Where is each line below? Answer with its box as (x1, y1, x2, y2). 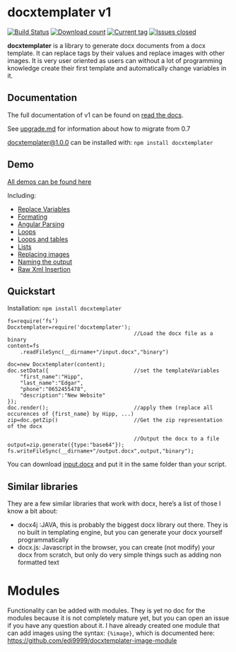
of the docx (7, 423, 42, 430)
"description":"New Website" (20, 392, 106, 400)
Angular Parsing (17, 220, 65, 228)
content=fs (7, 342, 40, 350)
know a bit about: (7, 507, 58, 516)
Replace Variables (17, 204, 71, 213)
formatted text (17, 558, 60, 566)
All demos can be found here (7, 177, 92, 186)
